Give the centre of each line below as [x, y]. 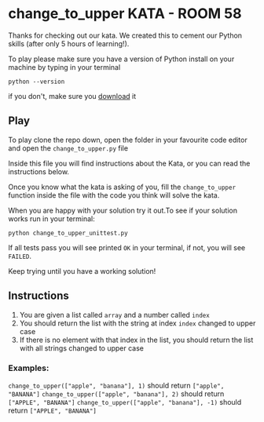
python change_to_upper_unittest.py [68, 233]
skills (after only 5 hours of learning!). [69, 43]
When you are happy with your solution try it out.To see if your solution [123, 210]
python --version [37, 82]
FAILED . [20, 256]
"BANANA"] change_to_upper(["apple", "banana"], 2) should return [116, 394]
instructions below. [38, 171]
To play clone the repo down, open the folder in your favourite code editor [128, 140]
